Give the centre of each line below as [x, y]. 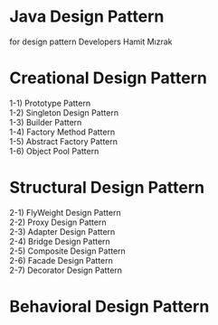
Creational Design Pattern [109, 78]
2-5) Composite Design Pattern [68, 251]
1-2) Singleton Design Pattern [64, 112]
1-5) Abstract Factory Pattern [63, 141]
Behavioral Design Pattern [109, 306]
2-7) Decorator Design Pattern [66, 270]
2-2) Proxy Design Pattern [58, 222]
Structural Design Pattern [107, 188]
